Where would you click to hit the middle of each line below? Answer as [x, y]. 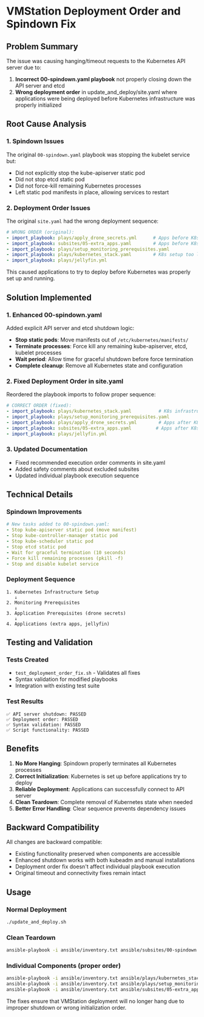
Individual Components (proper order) [64, 966]
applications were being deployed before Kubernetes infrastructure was [105, 99]
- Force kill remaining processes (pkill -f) [65, 558]
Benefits [23, 748]
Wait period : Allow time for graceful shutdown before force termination [104, 359]
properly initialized [38, 105]
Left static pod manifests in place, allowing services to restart [92, 192]
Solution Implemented [49, 298]
